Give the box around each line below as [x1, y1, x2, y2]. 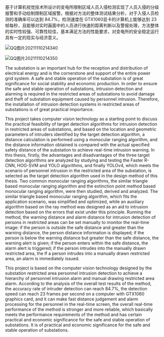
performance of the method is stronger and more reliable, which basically [5, 306, 153, 312]
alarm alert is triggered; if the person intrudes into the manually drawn [5, 245, 146, 251]
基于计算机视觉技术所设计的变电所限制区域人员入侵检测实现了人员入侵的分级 [5, 4, 159, 10]
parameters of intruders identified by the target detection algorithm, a [5, 131, 145, 137]
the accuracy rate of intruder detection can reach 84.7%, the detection [5, 286, 147, 291]
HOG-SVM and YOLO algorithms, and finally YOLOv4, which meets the [17, 163, 159, 168]
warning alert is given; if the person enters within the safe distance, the [5, 240, 148, 246]
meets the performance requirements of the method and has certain [5, 312, 143, 318]
